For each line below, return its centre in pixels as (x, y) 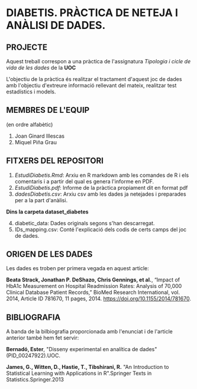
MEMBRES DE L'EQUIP (48, 110)
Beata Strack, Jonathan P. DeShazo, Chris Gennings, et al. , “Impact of (93, 280)
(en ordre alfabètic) (30, 124)
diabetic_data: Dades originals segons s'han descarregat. (85, 223)
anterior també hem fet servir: (43, 338)
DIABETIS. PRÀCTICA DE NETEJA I (92, 13)
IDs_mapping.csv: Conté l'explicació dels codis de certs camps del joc (101, 229)
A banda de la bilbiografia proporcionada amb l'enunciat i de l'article (89, 332)
